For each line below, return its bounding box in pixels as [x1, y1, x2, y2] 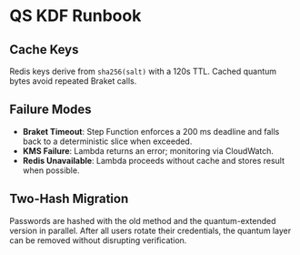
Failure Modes [9, 102, 93, 117]
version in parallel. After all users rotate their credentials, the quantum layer [9, 225, 292, 236]
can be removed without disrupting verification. [9, 234, 187, 246]
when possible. [22, 165, 80, 176]
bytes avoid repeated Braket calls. [9, 76, 137, 87]
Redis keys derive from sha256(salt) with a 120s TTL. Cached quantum [9, 66, 277, 76]
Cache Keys [9, 42, 79, 57]
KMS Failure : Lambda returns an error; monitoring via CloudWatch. [22, 145, 275, 156]
